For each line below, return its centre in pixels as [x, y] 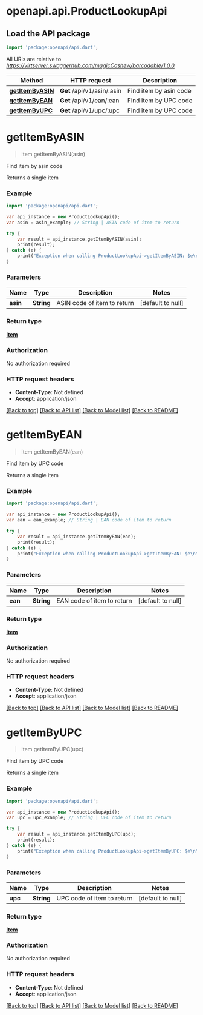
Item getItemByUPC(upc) [52, 749]
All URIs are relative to [34, 59]
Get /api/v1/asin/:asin [91, 90]
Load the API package [48, 34]
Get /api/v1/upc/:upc [90, 110]
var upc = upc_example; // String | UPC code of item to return [89, 818]
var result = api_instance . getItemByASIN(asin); [79, 239]
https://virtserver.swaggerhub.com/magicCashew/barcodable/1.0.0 [91, 65]
